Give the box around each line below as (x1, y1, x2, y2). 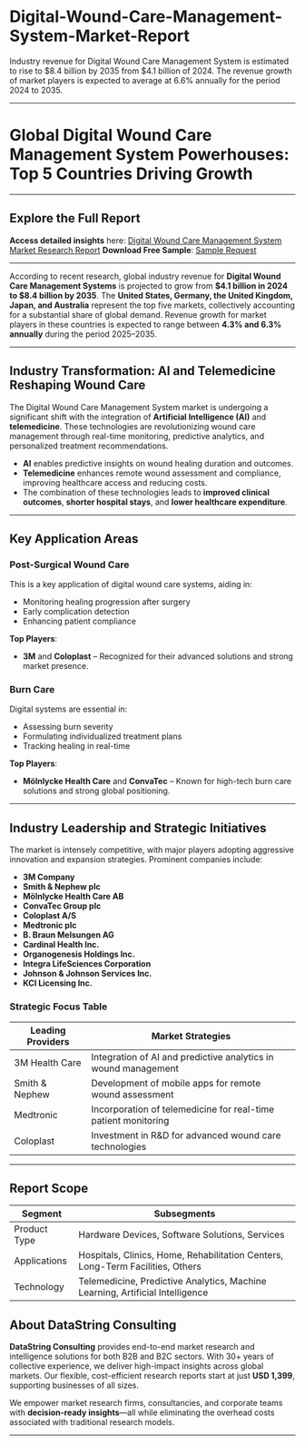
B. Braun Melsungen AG (22, 929, 115, 940)
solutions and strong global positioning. (22, 785, 171, 796)
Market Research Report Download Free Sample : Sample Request (9, 244, 257, 255)
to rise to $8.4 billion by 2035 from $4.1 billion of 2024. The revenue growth (9, 65, 292, 76)
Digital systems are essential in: (9, 703, 128, 714)
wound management (90, 1062, 179, 1075)
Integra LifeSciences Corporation (22, 958, 152, 969)
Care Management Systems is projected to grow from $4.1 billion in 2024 (9, 280, 289, 291)
